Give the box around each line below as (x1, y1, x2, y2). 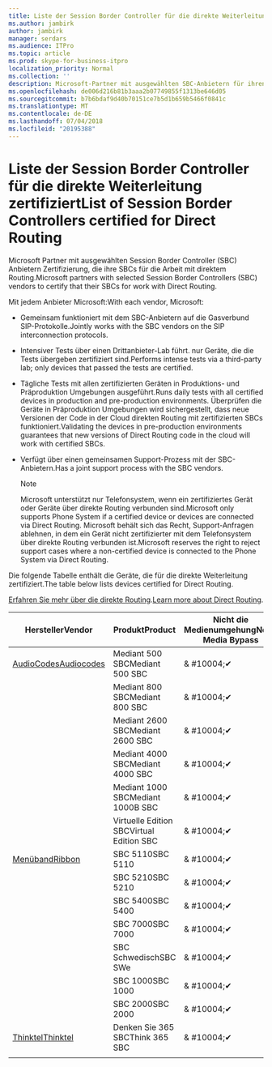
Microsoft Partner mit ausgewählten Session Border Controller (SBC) (8, 255, 237, 265)
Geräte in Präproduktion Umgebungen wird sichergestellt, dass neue (19, 404, 249, 414)
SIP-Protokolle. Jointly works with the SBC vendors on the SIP (19, 321, 225, 331)
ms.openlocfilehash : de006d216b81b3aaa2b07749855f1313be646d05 (8, 87, 227, 96)
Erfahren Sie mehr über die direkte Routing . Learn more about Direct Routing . (8, 595, 264, 604)
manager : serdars (8, 34, 67, 43)
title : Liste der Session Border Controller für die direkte (8, 11, 219, 20)
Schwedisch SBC (113, 951, 176, 962)
